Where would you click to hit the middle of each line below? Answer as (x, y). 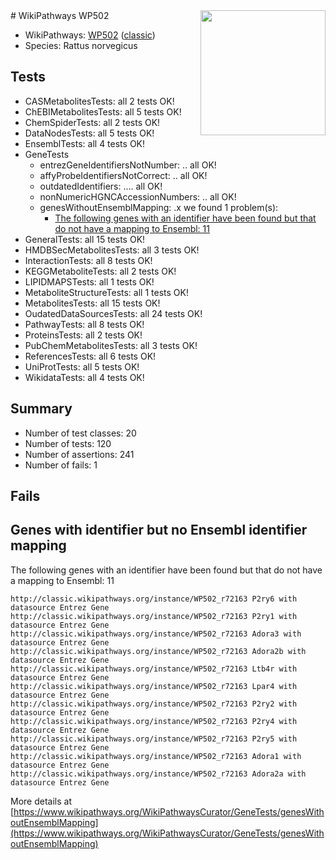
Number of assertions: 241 (79, 454)
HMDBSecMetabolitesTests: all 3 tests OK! (112, 250)
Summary (41, 409)
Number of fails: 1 (61, 465)
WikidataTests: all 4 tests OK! (84, 377)
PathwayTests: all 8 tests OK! (84, 324)
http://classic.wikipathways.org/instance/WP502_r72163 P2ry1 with (154, 616)
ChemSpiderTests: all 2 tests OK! (92, 122)
